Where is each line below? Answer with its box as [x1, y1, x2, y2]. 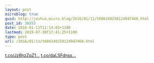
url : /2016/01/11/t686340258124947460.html [5, 39, 95, 44]
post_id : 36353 [5, 21, 36, 26]
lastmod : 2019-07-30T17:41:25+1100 [5, 30, 77, 35]
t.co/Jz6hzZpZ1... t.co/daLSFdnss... [5, 52, 77, 58]
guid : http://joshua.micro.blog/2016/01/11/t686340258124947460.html [5, 16, 150, 21]
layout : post [5, 7, 32, 12]
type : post [5, 35, 27, 40]
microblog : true [5, 12, 38, 17]
